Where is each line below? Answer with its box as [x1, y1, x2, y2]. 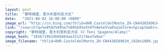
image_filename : [5, 39, 38, 44]
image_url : [5, 20, 27, 26]
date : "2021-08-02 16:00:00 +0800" [5, 16, 81, 21]
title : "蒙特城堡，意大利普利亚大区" [5, 12, 74, 17]
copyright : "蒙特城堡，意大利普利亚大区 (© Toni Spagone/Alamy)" [5, 30, 130, 34]
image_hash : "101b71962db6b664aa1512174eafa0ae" [5, 34, 105, 39]
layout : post [5, 7, 32, 12]
